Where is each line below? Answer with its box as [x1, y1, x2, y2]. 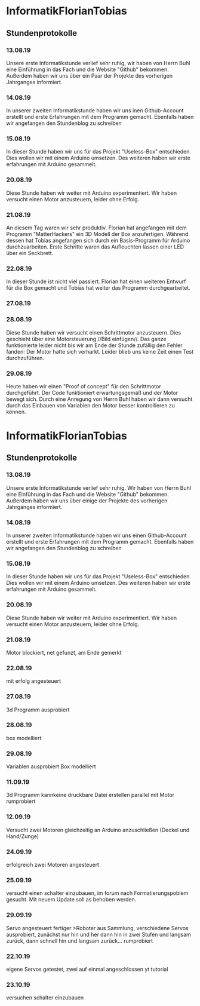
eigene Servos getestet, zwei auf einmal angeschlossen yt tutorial [6, 965, 168, 973]
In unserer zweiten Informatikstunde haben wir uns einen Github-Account [6, 532, 187, 539]
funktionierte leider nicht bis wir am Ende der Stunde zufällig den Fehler [6, 342, 183, 349]
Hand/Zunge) [6, 832, 39, 840]
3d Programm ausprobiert [6, 706, 70, 713]
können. [6, 408, 26, 415]
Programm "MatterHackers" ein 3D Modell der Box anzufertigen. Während [6, 231, 189, 238]
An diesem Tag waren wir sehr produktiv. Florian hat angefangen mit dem [6, 224, 187, 231]
